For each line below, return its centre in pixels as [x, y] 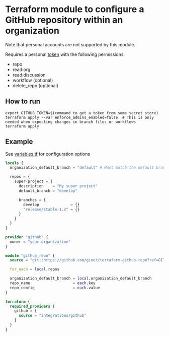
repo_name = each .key [53, 283]
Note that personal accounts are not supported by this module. [70, 44]
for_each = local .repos [34, 269]
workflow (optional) [33, 80]
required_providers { [32, 306]
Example [19, 142]
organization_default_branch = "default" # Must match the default [82, 168]
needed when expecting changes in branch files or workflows [71, 122]
